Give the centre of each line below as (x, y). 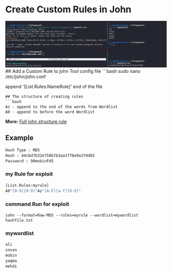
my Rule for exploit (29, 174)
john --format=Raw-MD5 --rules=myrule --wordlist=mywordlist (72, 215)
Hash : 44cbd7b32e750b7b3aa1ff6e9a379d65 (50, 155)
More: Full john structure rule (36, 122)
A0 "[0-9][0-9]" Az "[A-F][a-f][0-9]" (43, 191)
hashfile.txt (19, 220)
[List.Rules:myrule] (27, 185)
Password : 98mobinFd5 (29, 161)
